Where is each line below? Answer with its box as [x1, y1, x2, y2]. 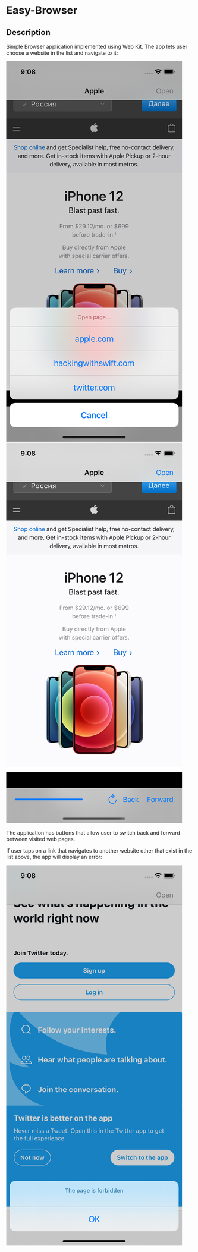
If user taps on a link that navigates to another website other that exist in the [6, 847, 193, 854]
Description [6, 27, 51, 37]
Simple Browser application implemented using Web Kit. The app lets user [6, 43, 188, 50]
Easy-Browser [6, 4, 78, 17]
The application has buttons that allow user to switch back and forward [6, 829, 180, 836]
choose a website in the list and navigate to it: [6, 49, 118, 56]
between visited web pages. [6, 836, 76, 842]
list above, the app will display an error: [6, 854, 102, 860]
